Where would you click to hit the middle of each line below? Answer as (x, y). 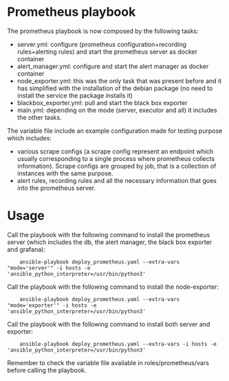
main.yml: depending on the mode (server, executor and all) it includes (117, 110)
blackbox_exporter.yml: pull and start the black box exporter (102, 102)
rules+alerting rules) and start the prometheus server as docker (107, 52)
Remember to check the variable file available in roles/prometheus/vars (108, 362)
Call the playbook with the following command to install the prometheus (109, 235)
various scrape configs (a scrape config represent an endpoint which (115, 151)
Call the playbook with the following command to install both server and (109, 324)
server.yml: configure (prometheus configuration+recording (102, 44)
